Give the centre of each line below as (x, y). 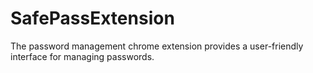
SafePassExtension (92, 18)
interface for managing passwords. (82, 56)
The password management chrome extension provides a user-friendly (157, 46)
